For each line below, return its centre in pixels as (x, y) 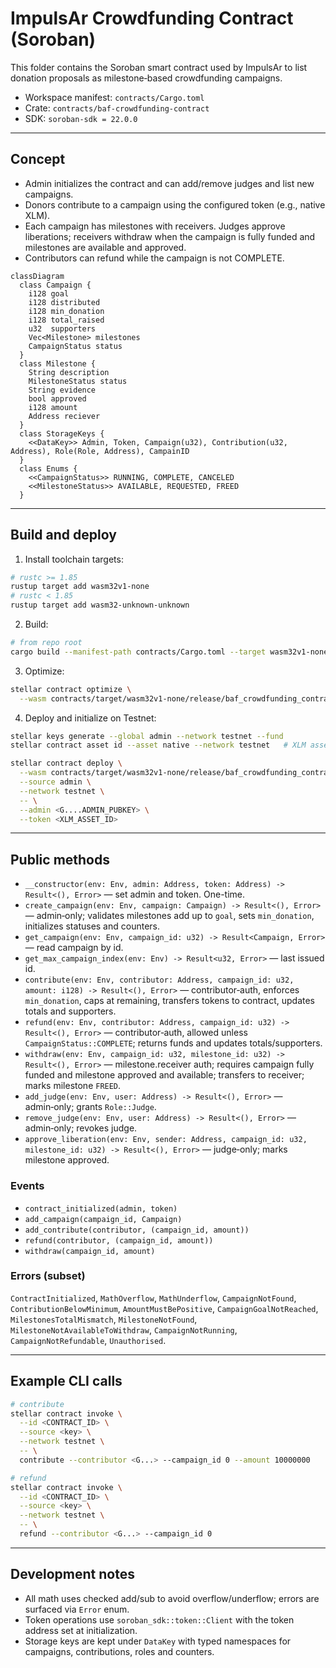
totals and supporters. (70, 1011)
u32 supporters (62, 328)
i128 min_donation (66, 311)
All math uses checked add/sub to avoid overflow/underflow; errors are (172, 1598)
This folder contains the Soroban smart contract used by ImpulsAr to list (159, 67)
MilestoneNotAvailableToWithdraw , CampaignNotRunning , (124, 1329)
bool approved (57, 398)
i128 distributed (64, 302)
